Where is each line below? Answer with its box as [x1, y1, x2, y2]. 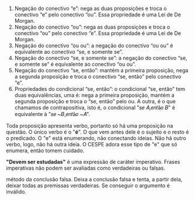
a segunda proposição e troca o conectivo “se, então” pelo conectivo [14, 73, 182, 80]
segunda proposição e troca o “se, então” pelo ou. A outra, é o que [14, 98, 176, 104]
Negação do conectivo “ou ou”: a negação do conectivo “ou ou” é [14, 42, 173, 49]
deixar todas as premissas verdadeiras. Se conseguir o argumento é [6, 182, 170, 189]
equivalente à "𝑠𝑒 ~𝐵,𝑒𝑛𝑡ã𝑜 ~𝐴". [14, 111, 90, 117]
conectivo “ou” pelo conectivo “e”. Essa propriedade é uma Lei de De [14, 30, 181, 37]
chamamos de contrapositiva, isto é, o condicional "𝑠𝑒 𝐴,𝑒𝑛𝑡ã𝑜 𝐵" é [14, 104, 175, 111]
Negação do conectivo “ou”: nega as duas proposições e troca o [14, 23, 170, 30]
